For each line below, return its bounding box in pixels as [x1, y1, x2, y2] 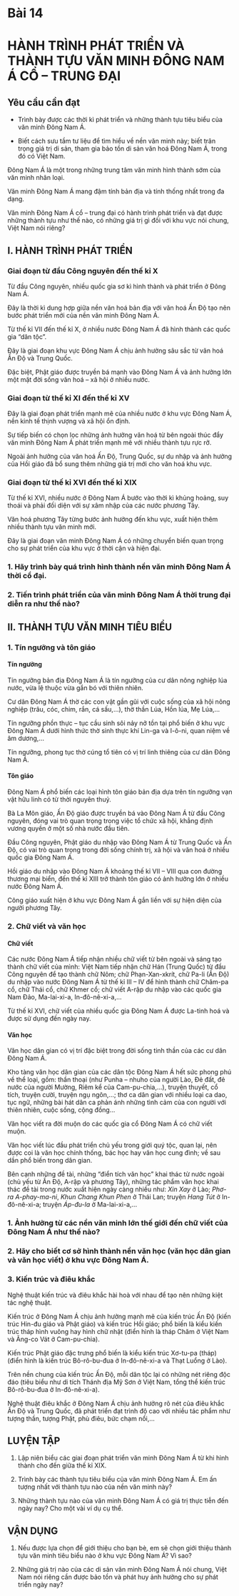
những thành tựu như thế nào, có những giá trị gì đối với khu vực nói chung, [7, 216, 230, 225]
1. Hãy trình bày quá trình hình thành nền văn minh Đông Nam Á [7, 562, 231, 572]
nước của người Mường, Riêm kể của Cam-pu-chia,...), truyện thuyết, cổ [7, 1083, 219, 1091]
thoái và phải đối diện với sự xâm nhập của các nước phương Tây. [7, 501, 200, 510]
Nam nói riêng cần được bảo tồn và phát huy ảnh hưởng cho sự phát [17, 1572, 219, 1582]
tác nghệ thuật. [7, 1298, 52, 1307]
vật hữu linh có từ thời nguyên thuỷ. [7, 795, 112, 804]
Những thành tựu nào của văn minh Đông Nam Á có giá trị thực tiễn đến [17, 1497, 229, 1505]
